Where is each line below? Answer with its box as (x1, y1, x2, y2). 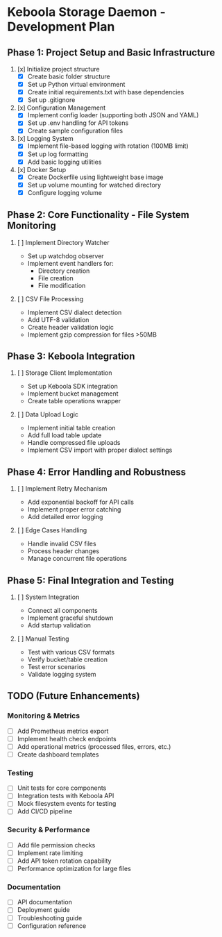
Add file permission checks (17, 841, 96, 849)
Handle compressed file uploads (27, 439, 121, 447)
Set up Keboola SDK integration (27, 382, 118, 391)
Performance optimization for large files (17, 865, 132, 873)
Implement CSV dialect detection (27, 308, 122, 316)
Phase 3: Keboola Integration (7, 351, 135, 362)
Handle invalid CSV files (27, 539, 96, 548)
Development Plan (7, 19, 115, 35)
